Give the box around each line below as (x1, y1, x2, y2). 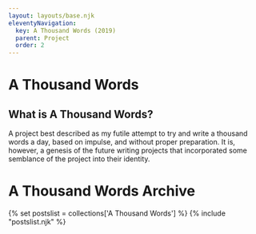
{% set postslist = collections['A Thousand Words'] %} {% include (8, 208, 226, 218)
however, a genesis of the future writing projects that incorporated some (8, 145, 248, 156)
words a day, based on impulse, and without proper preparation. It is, (8, 137, 236, 147)
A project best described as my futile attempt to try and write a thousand (8, 129, 248, 138)
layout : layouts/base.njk (8, 11, 94, 20)
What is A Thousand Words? (8, 107, 154, 121)
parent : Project (15, 34, 70, 42)
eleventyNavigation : (8, 19, 78, 27)
